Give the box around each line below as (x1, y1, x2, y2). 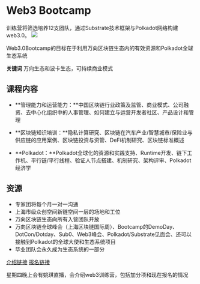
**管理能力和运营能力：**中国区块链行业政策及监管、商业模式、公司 (14, 101, 184, 108)
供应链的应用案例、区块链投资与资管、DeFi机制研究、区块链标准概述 (14, 136, 184, 144)
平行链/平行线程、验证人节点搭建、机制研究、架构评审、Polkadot (31, 157, 192, 164)
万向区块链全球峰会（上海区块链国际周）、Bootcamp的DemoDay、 (14, 223, 178, 230)
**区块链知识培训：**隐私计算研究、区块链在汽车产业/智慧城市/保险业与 (14, 128, 193, 136)
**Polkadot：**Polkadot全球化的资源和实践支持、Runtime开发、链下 (14, 149, 187, 156)
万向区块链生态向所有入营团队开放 (14, 216, 100, 223)
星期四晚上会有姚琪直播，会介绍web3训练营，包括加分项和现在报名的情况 (6, 271, 189, 278)
